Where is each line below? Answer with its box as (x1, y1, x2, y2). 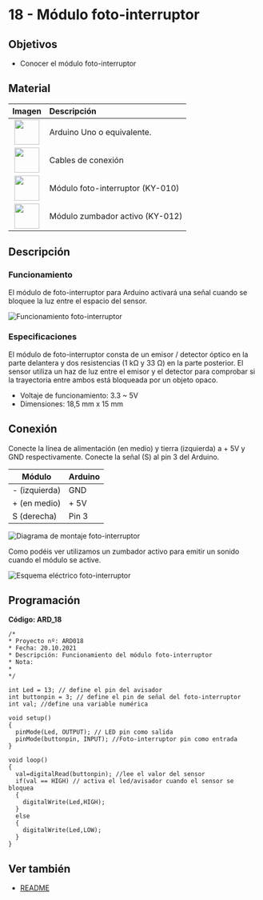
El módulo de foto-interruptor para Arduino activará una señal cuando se (8, 287, 248, 297)
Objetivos (8, 38, 58, 51)
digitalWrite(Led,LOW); (22, 826, 102, 834)
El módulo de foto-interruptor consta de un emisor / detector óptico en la (8, 350, 249, 359)
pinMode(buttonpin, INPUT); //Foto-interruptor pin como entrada (15, 735, 238, 743)
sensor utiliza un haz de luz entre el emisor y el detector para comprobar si (8, 366, 256, 376)
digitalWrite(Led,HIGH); (22, 798, 106, 806)
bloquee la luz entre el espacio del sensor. (8, 296, 148, 306)
